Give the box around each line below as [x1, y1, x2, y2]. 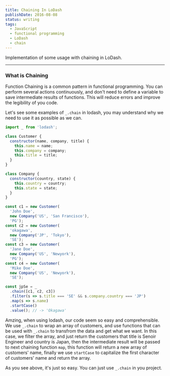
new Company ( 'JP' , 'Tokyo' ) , [10, 232, 71, 238]
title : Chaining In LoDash [5, 7, 62, 13]
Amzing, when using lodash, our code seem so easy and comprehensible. [5, 317, 159, 323]
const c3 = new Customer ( [5, 242, 60, 247]
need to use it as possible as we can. [5, 115, 82, 121]
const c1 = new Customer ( [5, 204, 60, 209]
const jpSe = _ [5, 284, 37, 290]
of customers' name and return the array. [5, 355, 91, 361]
